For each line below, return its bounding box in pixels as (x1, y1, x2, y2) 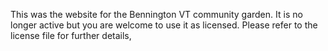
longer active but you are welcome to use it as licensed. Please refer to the (10, 19, 318, 31)
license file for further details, (10, 30, 132, 41)
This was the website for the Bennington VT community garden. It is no (10, 9, 303, 20)
